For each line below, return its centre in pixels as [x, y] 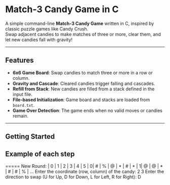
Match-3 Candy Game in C [62, 9]
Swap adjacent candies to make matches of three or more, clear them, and [83, 34]
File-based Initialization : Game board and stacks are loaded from [81, 100]
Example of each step [40, 154]
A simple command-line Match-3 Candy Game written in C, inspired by [80, 23]
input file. [22, 94]
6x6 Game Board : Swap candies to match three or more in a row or [83, 73]
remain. [20, 116]
